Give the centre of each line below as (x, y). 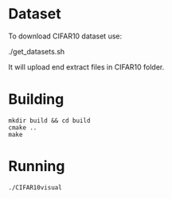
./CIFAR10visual (35, 187)
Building (36, 99)
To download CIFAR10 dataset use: (65, 36)
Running (37, 167)
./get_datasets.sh (37, 51)
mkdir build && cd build (49, 121)
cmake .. (23, 127)
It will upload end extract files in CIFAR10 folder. (86, 67)
